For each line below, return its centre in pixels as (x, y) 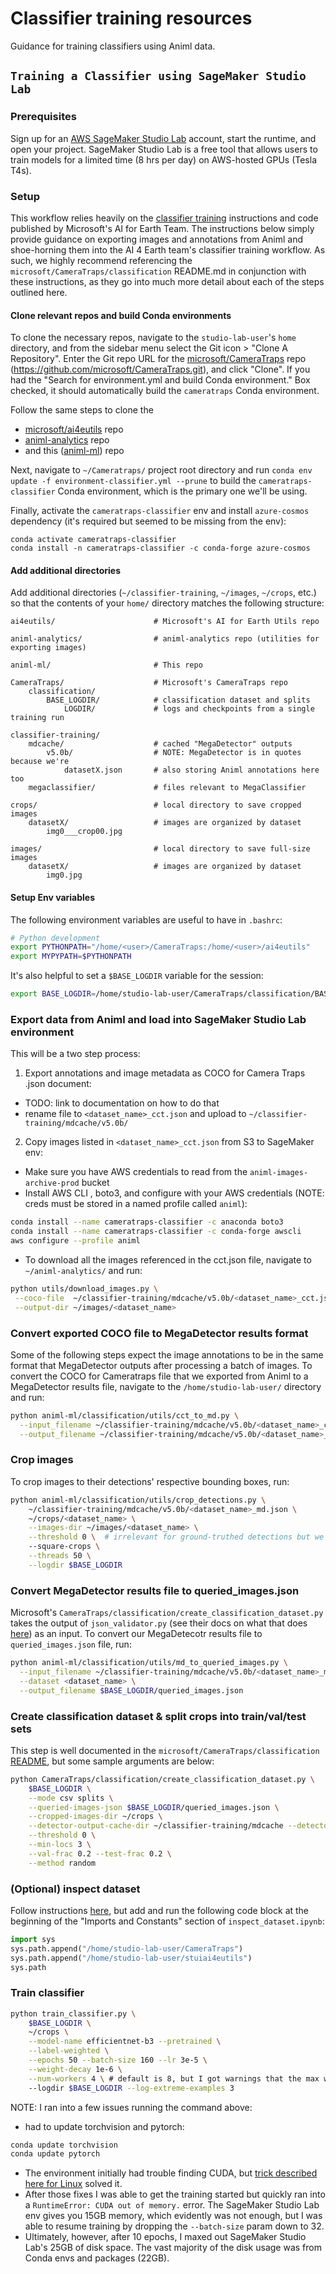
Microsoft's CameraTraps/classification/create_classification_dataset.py (167, 1613)
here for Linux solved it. (73, 2184)
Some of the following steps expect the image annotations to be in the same (167, 1354)
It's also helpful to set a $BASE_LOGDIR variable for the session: (137, 976)
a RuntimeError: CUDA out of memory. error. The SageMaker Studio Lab (172, 2205)
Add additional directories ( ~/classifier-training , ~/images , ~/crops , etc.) (163, 593)
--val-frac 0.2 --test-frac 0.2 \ (100, 1853)
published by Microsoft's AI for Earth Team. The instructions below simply (162, 228)
